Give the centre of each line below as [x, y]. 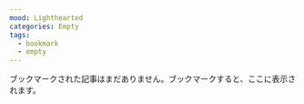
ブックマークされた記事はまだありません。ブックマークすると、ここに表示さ [153, 79]
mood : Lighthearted [46, 18]
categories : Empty [44, 26]
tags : [20, 35]
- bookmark [38, 43]
